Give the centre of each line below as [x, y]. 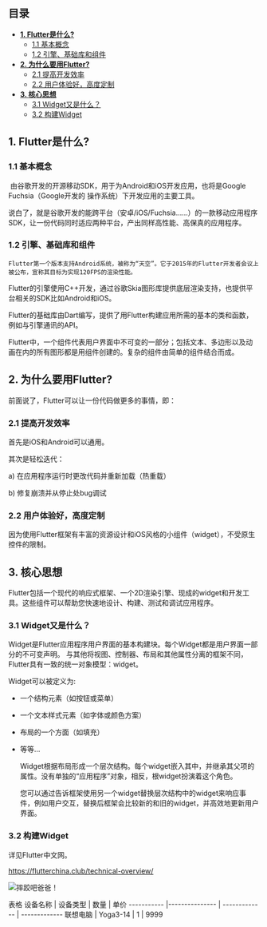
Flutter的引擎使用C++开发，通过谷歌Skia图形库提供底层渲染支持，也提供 [128, 288]
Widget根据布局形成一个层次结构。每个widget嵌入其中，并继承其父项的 [137, 766]
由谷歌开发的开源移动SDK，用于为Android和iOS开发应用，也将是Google [128, 185]
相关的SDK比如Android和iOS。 [65, 298]
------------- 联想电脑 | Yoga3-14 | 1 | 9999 [92, 914]
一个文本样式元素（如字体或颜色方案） [82, 715]
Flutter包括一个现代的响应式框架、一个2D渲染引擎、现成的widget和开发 [126, 593]
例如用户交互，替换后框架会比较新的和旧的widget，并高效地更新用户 [146, 803]
